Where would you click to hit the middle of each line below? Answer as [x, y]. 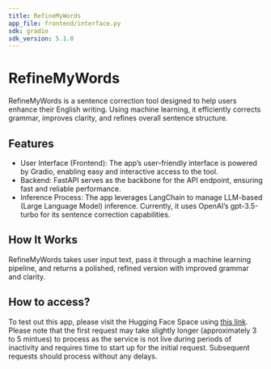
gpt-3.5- [244, 206]
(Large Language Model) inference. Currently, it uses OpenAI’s [124, 206]
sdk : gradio [28, 31]
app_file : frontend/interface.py [65, 23]
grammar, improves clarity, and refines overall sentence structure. [118, 118]
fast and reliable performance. [70, 189]
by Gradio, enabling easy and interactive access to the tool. [119, 172]
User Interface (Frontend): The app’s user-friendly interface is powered [138, 163]
